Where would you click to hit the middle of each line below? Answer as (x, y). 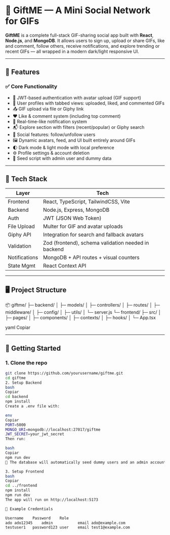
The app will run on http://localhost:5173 (52, 499)
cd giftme (16, 378)
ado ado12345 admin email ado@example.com (65, 523)
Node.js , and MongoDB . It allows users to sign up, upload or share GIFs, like (85, 41)
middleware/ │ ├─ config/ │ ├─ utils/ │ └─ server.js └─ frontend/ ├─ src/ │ (83, 312)
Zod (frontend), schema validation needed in (96, 243)
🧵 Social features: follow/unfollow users (54, 135)
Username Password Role (37, 518)
